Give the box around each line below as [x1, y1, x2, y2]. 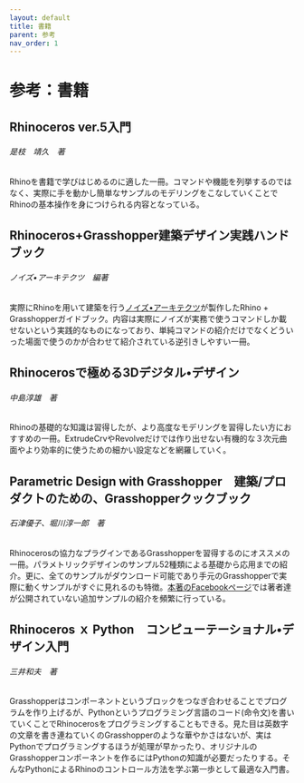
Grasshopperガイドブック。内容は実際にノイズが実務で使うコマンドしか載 [9, 313, 288, 324]
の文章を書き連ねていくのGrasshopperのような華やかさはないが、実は [9, 729, 272, 740]
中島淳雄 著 [9, 392, 57, 403]
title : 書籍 [9, 22, 52, 31]
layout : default [9, 13, 71, 23]
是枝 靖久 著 [9, 146, 65, 157]
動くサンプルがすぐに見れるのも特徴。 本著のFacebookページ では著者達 [24, 582, 292, 592]
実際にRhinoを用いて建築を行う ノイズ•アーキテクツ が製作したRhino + [9, 301, 270, 313]
